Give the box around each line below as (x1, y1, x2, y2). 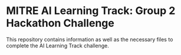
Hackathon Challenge (6, 16, 115, 30)
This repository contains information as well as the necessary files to (6, 36, 173, 43)
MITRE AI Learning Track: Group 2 (6, 4, 176, 18)
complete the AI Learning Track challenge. (6, 42, 109, 49)
